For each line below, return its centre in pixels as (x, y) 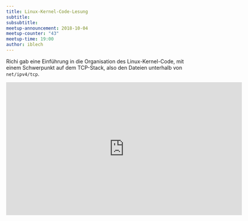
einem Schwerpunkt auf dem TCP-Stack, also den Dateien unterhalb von (94, 67)
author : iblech (25, 45)
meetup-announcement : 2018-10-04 (47, 28)
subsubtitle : (22, 22)
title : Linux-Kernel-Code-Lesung (47, 12)
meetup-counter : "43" (33, 34)
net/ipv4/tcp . (23, 74)
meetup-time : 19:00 (30, 39)
